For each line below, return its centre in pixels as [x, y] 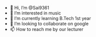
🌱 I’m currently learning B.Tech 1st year [51, 18]
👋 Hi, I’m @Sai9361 [29, 8]
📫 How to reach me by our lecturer [47, 29]
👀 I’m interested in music [35, 13]
